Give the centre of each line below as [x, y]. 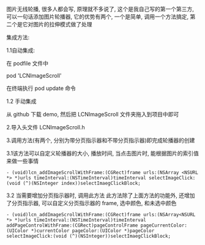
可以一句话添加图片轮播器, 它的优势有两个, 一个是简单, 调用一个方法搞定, [97, 17]
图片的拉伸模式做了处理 [62, 24]
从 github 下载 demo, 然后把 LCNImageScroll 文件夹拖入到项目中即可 [93, 114]
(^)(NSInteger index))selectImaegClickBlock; [81, 183]
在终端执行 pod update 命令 [41, 88]
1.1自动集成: [21, 50]
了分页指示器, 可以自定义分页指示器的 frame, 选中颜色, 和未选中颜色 [91, 203]
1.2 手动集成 [21, 101]
